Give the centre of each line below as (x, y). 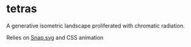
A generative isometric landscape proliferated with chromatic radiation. (95, 26)
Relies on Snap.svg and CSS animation (55, 37)
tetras (22, 9)
